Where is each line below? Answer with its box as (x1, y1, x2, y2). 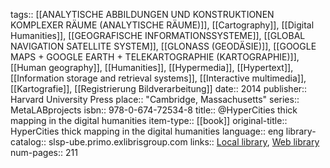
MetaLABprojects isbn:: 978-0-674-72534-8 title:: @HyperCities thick (10, 104, 298, 116)
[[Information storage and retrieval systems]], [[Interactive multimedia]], (10, 72, 307, 84)
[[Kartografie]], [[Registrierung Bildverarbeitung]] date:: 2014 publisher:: (10, 83, 308, 94)
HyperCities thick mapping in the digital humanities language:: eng (10, 125, 284, 137)
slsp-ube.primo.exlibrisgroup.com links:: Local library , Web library (48, 136, 320, 148)
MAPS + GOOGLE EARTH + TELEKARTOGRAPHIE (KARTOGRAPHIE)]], (10, 51, 300, 63)
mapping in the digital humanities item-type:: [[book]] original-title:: (10, 115, 288, 126)
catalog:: (10, 136, 47, 148)
